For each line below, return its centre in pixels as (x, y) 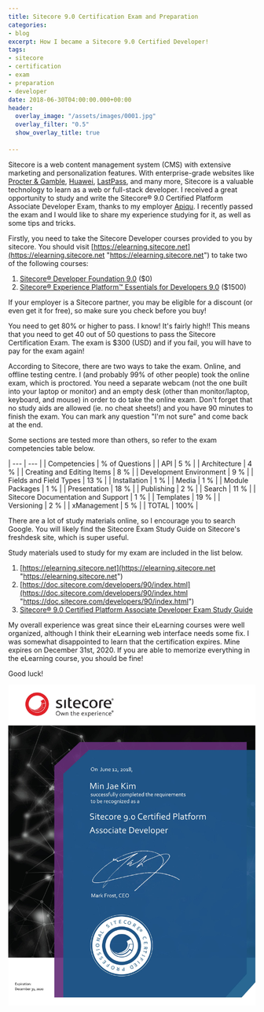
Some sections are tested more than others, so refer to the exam (113, 440)
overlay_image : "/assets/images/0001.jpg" (86, 116)
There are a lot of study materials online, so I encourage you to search (122, 520)
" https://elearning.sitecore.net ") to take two (177, 255)
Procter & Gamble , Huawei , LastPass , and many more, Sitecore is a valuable (131, 181)
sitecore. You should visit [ (51, 246)
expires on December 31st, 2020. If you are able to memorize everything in (129, 650)
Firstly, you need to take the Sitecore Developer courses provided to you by (130, 238)
